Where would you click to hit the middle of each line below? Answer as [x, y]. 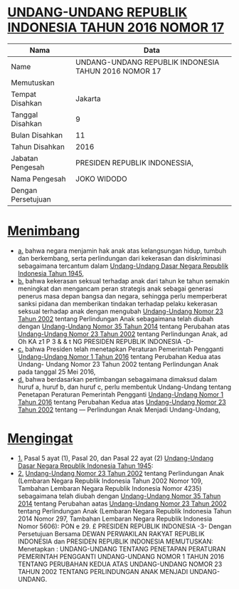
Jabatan [25, 158]
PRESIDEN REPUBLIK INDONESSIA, [135, 162]
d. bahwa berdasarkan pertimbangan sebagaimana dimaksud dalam [117, 379]
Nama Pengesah [38, 179]
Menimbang [44, 231]
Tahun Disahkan [38, 147]
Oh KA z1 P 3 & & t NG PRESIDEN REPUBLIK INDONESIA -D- [106, 341]
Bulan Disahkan [37, 135]
